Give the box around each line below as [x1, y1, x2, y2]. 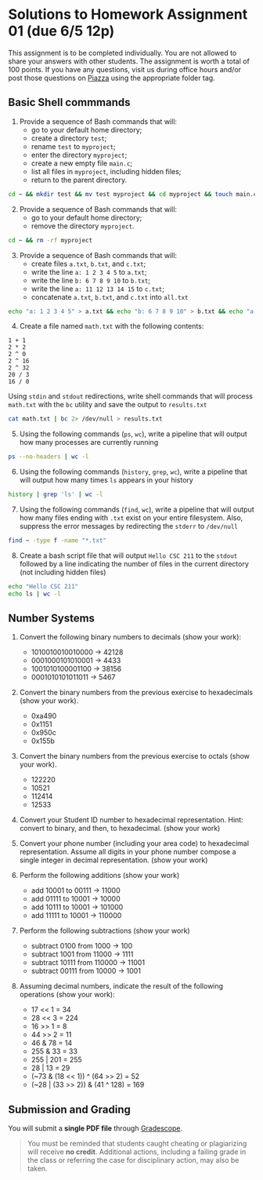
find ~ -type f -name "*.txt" [8, 537, 107, 544]
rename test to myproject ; [31, 141, 116, 151]
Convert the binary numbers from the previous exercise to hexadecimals [19, 688, 253, 697]
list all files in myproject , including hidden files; [31, 166, 182, 176]
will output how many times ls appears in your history [19, 475, 193, 485]
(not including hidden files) [19, 567, 106, 577]
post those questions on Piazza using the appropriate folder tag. [8, 73, 215, 82]
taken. [27, 1164, 49, 1174]
